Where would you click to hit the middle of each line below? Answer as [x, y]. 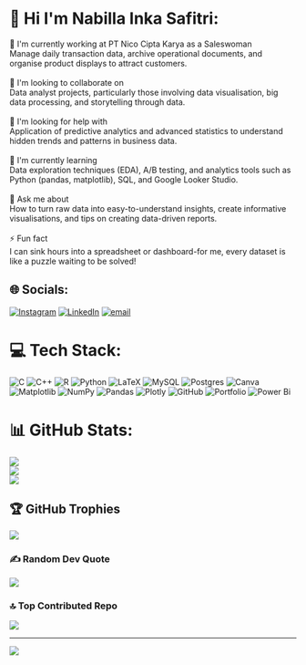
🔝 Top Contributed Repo [64, 606]
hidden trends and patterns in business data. [93, 140]
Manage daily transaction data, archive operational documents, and [136, 53]
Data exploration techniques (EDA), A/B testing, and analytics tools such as [150, 170]
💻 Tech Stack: [66, 350]
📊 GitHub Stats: [71, 430]
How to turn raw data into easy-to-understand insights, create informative [148, 208]
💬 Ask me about [39, 199]
